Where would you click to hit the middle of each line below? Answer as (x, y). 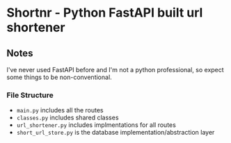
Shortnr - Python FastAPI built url (105, 13)
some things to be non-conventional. (59, 77)
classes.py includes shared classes (67, 118)
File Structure (30, 95)
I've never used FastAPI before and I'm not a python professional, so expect (115, 70)
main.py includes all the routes (60, 110)
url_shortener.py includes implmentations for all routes (96, 125)
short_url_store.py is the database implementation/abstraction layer (115, 133)
